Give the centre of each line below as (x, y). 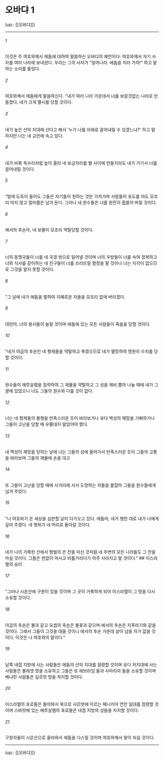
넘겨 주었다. (16, 491)
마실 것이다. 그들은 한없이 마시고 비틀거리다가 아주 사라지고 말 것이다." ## (75, 558)
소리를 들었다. (27, 69)
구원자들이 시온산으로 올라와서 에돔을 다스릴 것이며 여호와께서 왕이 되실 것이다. (80, 737)
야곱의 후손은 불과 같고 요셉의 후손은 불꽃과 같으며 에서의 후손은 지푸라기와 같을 (81, 625)
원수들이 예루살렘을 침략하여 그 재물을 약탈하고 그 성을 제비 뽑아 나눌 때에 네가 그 (82, 385)
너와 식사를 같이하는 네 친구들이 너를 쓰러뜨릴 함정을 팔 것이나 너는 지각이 (75, 263)
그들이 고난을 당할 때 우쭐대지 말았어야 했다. (47, 424)
